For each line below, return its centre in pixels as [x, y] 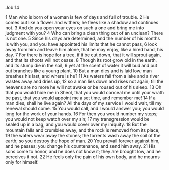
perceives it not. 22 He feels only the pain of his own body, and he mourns [83, 157]
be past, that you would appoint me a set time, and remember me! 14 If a [80, 98]
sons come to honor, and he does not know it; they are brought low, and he [83, 152]
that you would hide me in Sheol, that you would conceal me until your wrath [85, 92]
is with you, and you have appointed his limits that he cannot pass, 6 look [81, 44]
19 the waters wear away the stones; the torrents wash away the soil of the [83, 135]
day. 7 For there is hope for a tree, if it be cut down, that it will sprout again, [83, 55]
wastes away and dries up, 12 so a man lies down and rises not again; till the [84, 81]
